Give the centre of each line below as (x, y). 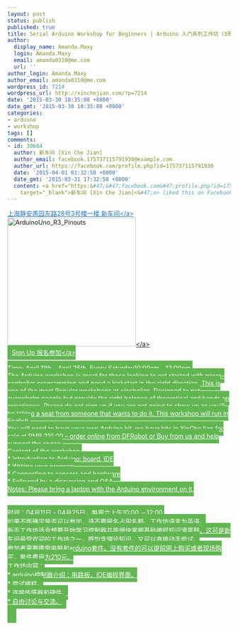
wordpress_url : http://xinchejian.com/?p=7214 (77, 93)
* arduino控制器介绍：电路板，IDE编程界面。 (73, 575)
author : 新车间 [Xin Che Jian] (58, 153)
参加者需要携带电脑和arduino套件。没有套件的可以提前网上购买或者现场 (112, 548)
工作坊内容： (26, 566)
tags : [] (20, 133)
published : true (31, 27)
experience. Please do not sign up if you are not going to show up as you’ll (116, 406)
